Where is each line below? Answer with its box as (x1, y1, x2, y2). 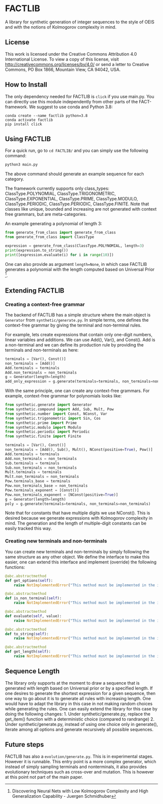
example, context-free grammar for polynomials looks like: (5, 393, 122, 399)
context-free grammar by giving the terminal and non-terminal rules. (5, 322, 142, 328)
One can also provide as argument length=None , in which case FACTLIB (5, 261, 147, 267)
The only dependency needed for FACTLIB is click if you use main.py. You (5, 93, 154, 99)
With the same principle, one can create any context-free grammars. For (5, 388, 150, 394)
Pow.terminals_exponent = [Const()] (5, 488, 79, 492)
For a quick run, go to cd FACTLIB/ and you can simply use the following (5, 148, 148, 153)
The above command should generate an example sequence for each (5, 171, 144, 177)
